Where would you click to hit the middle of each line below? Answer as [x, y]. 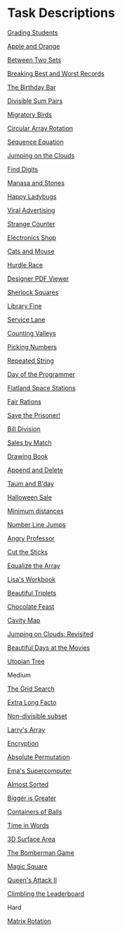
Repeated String [31, 361]
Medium [19, 674]
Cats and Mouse [31, 251]
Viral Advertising [31, 210]
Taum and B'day [31, 483]
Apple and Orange [34, 46]
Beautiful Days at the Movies [49, 648]
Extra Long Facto [32, 702]
